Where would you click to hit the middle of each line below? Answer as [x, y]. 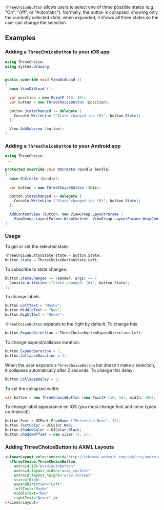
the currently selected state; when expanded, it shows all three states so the [82, 17]
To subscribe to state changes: [36, 269]
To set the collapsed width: [32, 388]
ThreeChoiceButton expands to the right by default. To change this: [72, 324]
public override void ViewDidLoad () [43, 80]
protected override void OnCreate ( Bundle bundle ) [58, 170]
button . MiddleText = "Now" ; [34, 310]
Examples [20, 38]
